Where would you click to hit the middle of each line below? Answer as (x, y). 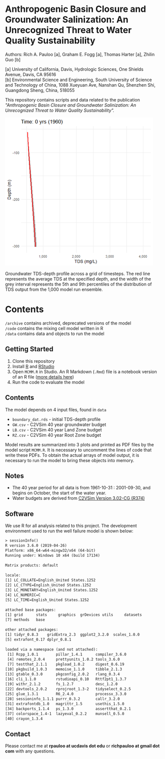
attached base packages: (31, 610)
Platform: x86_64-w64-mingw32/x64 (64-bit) (50, 551)
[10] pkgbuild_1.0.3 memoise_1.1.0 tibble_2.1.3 (64, 669)
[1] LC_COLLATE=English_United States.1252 (50, 580)
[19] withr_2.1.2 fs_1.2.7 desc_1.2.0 (62, 684)
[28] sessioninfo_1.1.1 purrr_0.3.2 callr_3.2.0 (63, 699)
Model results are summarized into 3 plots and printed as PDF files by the (80, 444)
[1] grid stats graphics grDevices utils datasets (73, 615)
